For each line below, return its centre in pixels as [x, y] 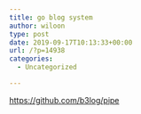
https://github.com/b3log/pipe [64, 100]
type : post [29, 34]
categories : [31, 59]
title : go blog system [51, 17]
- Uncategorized [47, 68]
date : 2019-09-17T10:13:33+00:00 [71, 42]
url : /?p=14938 [37, 51]
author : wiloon [37, 26]
